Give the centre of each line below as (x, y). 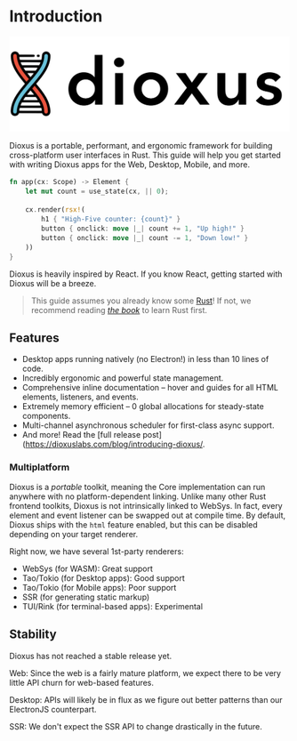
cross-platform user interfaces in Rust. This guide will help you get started (145, 155)
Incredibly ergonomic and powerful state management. (123, 378)
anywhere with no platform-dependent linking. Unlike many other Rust (138, 496)
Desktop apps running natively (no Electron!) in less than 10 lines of (145, 359)
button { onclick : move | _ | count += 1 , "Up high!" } (143, 229)
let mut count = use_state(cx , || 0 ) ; (97, 191)
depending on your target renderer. (74, 534)
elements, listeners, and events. (80, 397)
